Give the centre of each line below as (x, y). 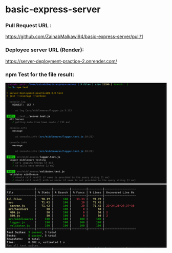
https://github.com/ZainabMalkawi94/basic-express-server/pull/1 (74, 36)
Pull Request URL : (29, 26)
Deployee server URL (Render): (45, 50)
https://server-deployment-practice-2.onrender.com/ (61, 61)
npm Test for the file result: (40, 74)
